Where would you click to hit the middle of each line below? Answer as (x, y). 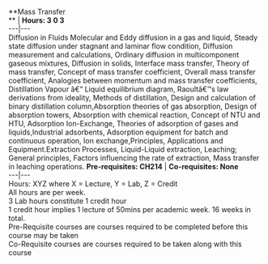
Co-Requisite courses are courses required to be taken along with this (125, 244)
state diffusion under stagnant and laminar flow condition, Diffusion (121, 46)
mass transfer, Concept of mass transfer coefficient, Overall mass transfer (132, 72)
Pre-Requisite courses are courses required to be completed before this (128, 227)
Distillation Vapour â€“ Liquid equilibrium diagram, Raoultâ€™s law (119, 89)
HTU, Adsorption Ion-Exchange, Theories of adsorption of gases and (123, 123)
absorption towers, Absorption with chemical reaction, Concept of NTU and (134, 115)
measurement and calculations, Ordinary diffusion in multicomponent (124, 55)
